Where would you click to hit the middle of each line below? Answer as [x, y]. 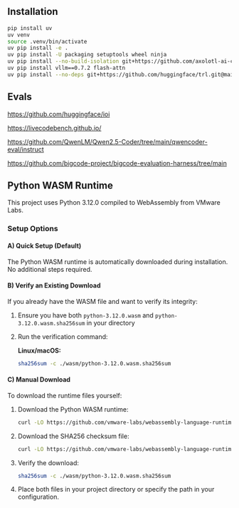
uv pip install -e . [38, 48]
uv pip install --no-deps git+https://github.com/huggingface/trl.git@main [122, 74]
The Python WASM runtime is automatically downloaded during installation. [118, 261]
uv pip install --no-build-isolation [63, 61]
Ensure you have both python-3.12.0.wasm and [86, 315]
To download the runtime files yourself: [65, 395]
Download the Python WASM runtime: [73, 409]
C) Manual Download [39, 380]
